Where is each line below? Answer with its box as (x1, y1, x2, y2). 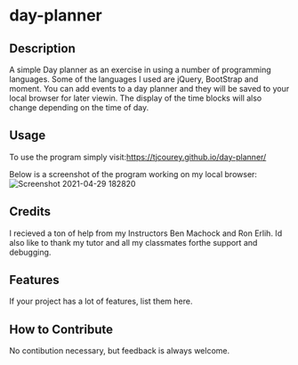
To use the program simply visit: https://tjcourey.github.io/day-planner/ (9, 151, 267, 162)
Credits (9, 204, 52, 219)
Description (9, 41, 76, 56)
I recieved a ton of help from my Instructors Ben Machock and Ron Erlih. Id (9, 228, 283, 239)
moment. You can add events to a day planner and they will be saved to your (9, 84, 290, 93)
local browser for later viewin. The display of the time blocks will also (9, 93, 262, 103)
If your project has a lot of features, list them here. (9, 296, 193, 307)
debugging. (9, 247, 52, 257)
